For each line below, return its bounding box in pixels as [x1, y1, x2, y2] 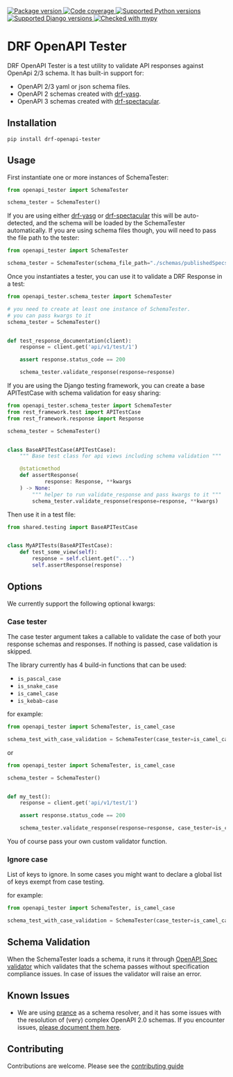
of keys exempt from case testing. [7, 877, 105, 886]
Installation [7, 118, 57, 129]
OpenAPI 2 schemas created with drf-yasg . [17, 90, 141, 98]
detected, [7, 219, 35, 227]
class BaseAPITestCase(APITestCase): [7, 446, 116, 453]
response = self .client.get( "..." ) [32, 556, 135, 562]
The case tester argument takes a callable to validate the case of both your [7, 633, 222, 641]
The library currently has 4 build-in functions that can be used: [7, 661, 187, 670]
